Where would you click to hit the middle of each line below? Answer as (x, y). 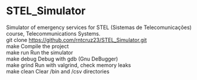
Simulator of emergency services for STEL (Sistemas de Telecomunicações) (99, 27)
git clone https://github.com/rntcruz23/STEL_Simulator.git (76, 40)
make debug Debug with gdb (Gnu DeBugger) (62, 59)
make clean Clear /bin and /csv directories (58, 71)
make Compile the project (38, 46)
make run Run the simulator (40, 52)
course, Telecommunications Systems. (53, 33)
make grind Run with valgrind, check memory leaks (69, 65)
